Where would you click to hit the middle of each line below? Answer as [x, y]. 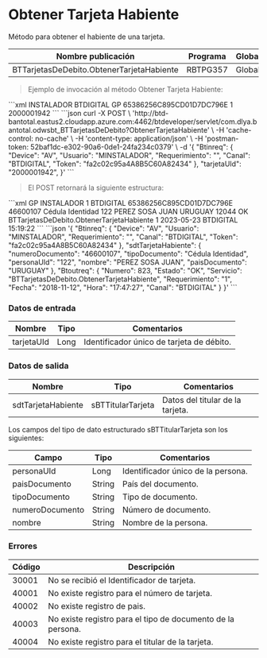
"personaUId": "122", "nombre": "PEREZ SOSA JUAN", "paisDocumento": [128, 262]
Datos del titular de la [201, 400]
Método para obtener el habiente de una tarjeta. [87, 37]
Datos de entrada [42, 308]
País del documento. [160, 484]
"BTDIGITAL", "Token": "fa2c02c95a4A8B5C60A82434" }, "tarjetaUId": [125, 164]
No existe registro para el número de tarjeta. [130, 593]
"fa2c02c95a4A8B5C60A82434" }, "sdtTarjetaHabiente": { [105, 245]
